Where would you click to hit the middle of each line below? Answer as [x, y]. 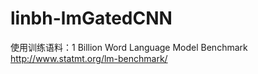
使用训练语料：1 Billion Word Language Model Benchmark [129, 47]
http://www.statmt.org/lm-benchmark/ [89, 58]
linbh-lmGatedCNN [91, 18]
